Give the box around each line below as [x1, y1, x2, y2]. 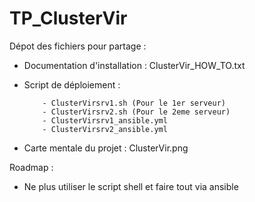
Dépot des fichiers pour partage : [9, 40, 147, 52]
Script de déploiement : [23, 78, 121, 91]
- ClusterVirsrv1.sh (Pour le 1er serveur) [42, 98, 226, 108]
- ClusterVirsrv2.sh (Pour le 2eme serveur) [42, 107, 231, 117]
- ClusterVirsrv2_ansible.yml [42, 124, 168, 134]
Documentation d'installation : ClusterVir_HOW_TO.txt [23, 59, 246, 71]
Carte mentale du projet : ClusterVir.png [23, 142, 189, 154]
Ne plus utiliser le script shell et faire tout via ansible [23, 180, 239, 192]
